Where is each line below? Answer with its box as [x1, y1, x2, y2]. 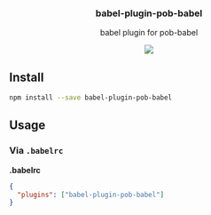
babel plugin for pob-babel [99, 28, 199, 38]
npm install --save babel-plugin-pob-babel [9, 93, 173, 102]
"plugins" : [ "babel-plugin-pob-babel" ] [17, 190, 165, 199]
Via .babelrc [9, 145, 64, 157]
